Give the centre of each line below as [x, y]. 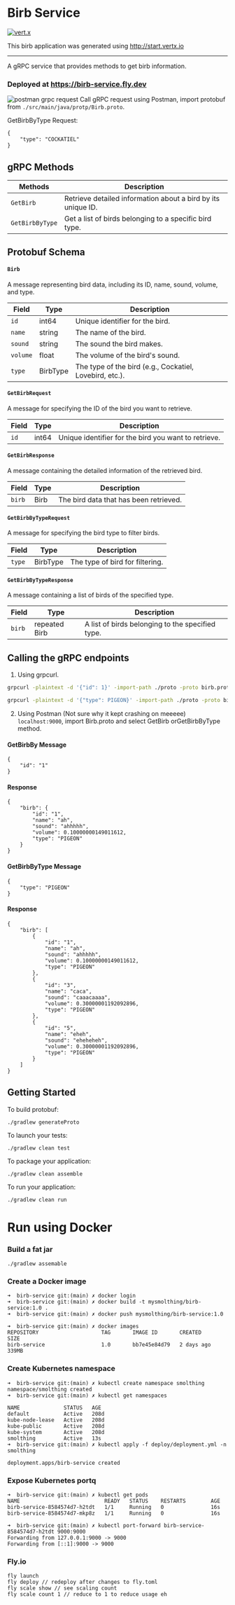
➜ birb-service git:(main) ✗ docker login [72, 1296]
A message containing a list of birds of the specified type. [90, 595]
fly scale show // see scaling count [62, 1588]
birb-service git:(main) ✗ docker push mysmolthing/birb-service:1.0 [120, 1314]
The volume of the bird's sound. [128, 355]
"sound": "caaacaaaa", [78, 997]
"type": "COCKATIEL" [50, 139]
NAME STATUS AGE [54, 1407]
